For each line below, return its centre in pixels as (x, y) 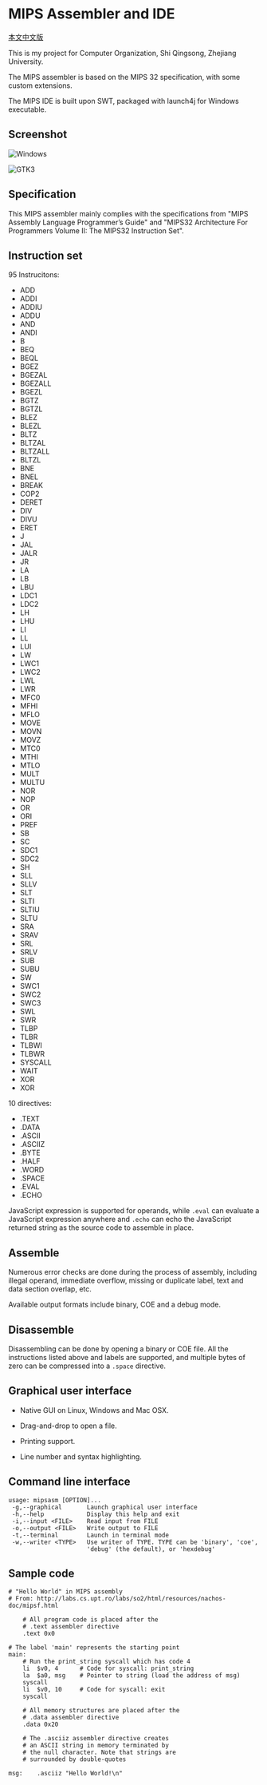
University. (26, 61)
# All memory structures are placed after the (101, 1711)
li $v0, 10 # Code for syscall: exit (94, 1690)
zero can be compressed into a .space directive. (87, 1366)
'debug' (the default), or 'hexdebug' (151, 1549)
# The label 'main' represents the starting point (94, 1648)
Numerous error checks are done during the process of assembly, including (133, 1272)
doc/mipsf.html (33, 1606)
